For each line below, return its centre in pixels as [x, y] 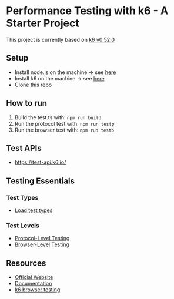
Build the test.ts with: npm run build [58, 117]
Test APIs [24, 148]
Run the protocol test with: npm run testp [64, 123]
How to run [27, 103]
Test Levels [23, 226]
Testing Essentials [41, 181]
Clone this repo [33, 85]
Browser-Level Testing [42, 244]
